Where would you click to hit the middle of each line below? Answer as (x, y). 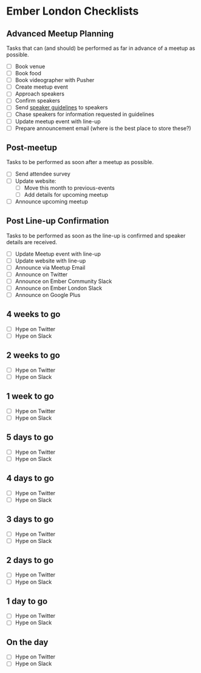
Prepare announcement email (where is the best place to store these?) (103, 128)
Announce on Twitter (41, 274)
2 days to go (30, 560)
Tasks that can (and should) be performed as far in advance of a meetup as (101, 48)
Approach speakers (40, 94)
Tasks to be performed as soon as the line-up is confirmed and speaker (96, 236)
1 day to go (27, 601)
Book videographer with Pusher (55, 80)
